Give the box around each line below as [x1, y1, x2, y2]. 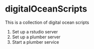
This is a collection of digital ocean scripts [5, 19, 90, 25]
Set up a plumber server [12, 34, 61, 40]
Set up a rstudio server [12, 29, 58, 34]
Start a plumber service [12, 39, 60, 45]
